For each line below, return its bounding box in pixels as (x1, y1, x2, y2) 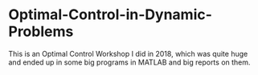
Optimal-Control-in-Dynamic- (8, 6, 213, 24)
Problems (8, 22, 74, 41)
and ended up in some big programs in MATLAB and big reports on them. (8, 57, 251, 67)
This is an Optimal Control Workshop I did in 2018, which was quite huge (8, 49, 248, 58)
